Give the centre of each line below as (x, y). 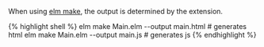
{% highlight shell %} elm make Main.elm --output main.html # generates (128, 26)
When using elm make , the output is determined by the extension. (116, 11)
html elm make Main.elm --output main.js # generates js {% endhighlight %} (132, 35)
